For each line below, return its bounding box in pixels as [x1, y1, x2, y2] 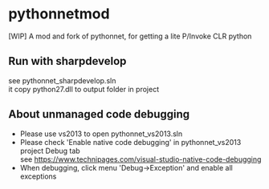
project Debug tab [19, 146, 80, 155]
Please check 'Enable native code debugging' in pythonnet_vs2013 [19, 137, 242, 147]
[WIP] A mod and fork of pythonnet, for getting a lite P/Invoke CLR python [8, 31, 252, 41]
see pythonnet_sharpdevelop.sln [8, 75, 116, 85]
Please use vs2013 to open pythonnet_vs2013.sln [19, 129, 183, 139]
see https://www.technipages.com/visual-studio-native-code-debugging [19, 154, 262, 164]
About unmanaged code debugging [8, 107, 190, 121]
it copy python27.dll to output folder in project [8, 84, 159, 94]
